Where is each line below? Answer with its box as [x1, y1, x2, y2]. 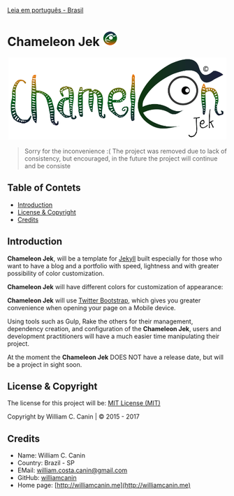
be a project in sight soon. [7, 360, 82, 369]
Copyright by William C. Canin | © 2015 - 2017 [7, 412, 140, 421]
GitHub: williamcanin [17, 474, 77, 482]
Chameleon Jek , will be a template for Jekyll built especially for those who [7, 254, 222, 263]
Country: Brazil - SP [17, 459, 75, 467]
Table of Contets [7, 182, 82, 194]
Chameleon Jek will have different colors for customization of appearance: [7, 282, 224, 291]
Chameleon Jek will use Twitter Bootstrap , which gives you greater [7, 296, 201, 305]
